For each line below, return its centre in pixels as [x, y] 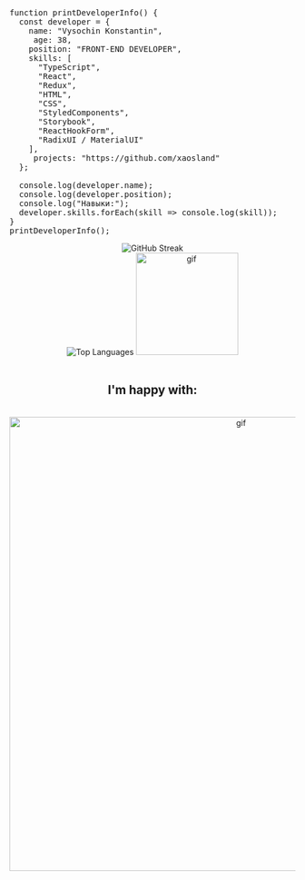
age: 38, [53, 40]
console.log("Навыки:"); [74, 203]
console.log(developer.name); [86, 185]
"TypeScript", [69, 67]
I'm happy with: [152, 390]
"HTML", [55, 94]
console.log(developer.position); [95, 194]
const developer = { [64, 22]
